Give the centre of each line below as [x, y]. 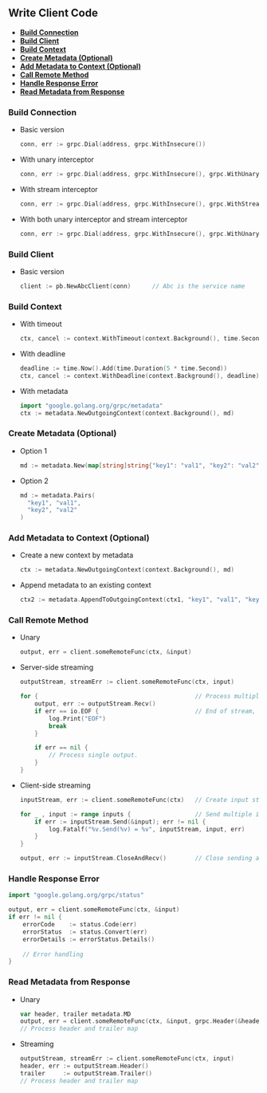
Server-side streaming [57, 667]
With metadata [44, 391]
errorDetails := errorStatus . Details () [89, 939]
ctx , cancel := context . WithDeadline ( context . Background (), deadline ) [139, 375]
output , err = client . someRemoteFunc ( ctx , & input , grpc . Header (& [130, 1021]
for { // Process [125, 697]
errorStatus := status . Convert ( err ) [85, 932]
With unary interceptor [57, 159]
